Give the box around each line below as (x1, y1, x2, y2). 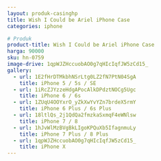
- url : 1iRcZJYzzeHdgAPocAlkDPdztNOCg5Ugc (13, 86, 136, 93)
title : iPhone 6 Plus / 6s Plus (19, 106, 112, 112)
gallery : (7, 66, 32, 74)
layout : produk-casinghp (7, 10, 78, 17)
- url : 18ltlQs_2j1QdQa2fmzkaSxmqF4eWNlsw (13, 112, 136, 119)
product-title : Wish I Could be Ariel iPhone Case (7, 42, 155, 49)
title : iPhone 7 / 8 (19, 118, 78, 125)
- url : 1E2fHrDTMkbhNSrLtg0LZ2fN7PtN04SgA (13, 73, 136, 80)
